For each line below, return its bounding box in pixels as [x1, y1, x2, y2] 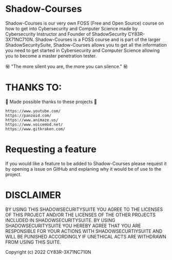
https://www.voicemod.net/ [5, 122, 63, 127]
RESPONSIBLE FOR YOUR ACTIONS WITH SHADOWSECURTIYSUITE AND [5, 228, 163, 234]
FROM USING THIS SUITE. [5, 239, 62, 245]
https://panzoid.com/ [5, 113, 52, 118]
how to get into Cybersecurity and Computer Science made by [5, 25, 138, 31]
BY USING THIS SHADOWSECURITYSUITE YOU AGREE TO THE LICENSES [5, 206, 163, 212]
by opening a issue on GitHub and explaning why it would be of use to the [5, 166, 162, 172]
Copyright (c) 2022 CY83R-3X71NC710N [5, 249, 91, 255]
